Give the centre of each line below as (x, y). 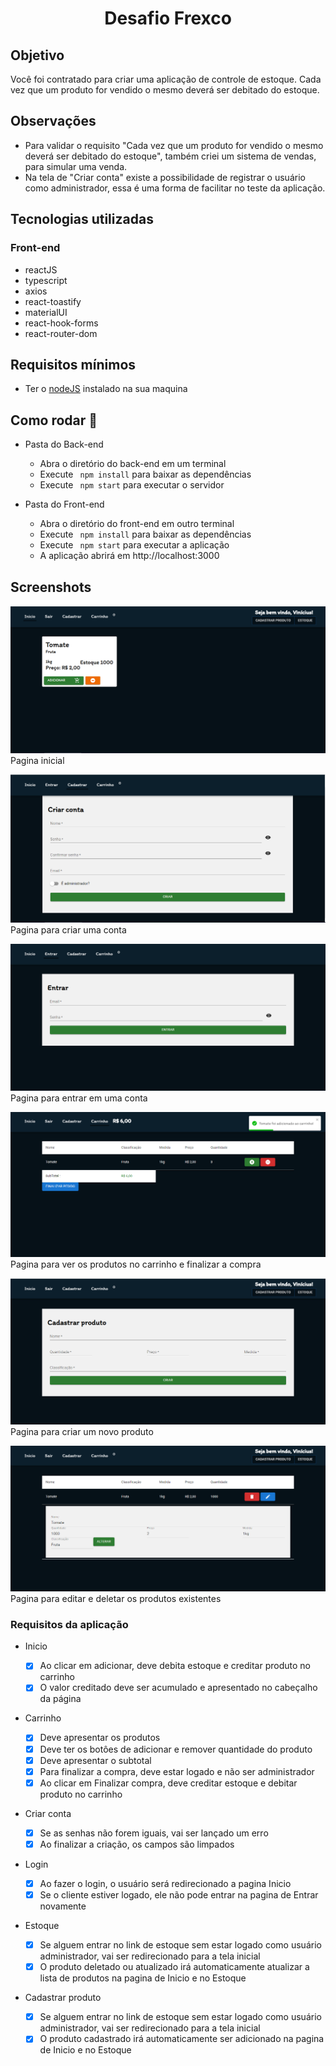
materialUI (46, 312)
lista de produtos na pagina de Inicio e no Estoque (143, 1978)
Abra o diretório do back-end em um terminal (133, 464)
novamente (63, 1906)
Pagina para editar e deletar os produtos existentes (116, 1599)
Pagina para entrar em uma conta (79, 1098)
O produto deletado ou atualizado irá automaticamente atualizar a (174, 1967)
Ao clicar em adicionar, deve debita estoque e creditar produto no (175, 1666)
